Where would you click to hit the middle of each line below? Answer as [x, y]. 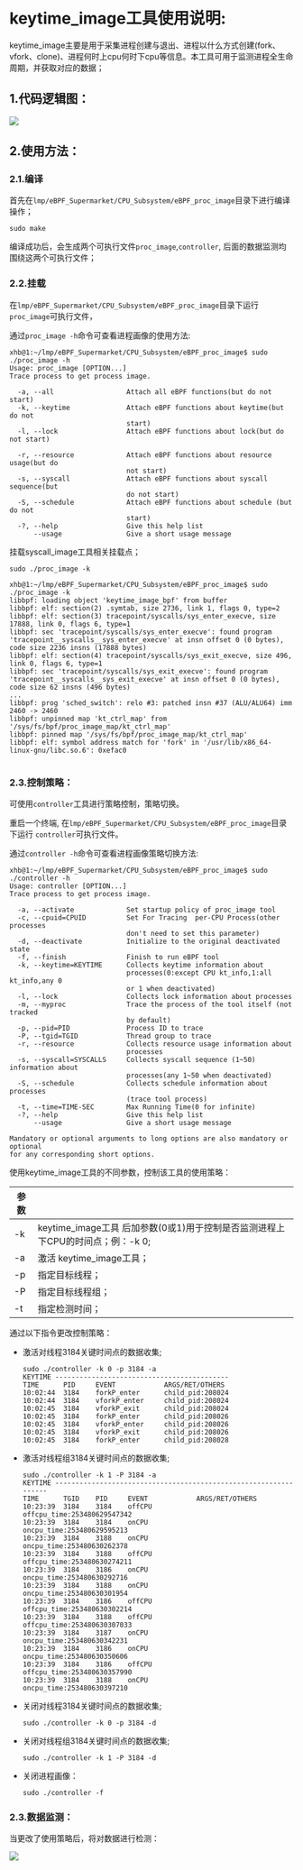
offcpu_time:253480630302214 [77, 1609]
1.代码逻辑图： [50, 99]
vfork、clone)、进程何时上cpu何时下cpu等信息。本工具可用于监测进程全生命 [151, 56]
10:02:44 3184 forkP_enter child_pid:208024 [125, 1393]
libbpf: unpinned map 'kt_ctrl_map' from [88, 719]
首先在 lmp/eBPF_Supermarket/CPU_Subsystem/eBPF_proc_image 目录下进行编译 [150, 200]
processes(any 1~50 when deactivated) [199, 1076]
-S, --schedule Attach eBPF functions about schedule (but [155, 502]
